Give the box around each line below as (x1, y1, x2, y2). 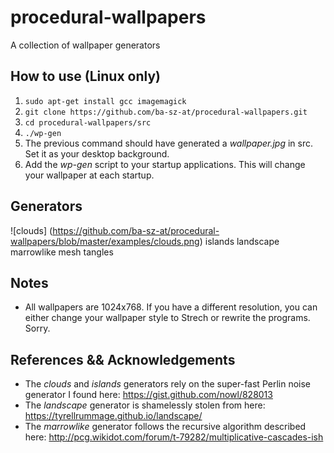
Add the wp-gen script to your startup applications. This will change (24, 158, 306, 170)
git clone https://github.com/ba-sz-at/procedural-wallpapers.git (24, 107, 308, 117)
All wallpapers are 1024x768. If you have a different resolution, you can (24, 301, 318, 313)
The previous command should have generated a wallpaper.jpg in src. (24, 137, 314, 149)
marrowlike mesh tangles (10, 246, 114, 258)
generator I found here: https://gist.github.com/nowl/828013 (24, 389, 273, 401)
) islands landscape (199, 235, 280, 247)
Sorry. (24, 322, 51, 335)
